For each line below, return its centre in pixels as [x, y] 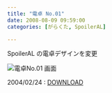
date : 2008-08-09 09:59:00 [46, 20]
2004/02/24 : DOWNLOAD [45, 83]
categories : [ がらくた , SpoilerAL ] [57, 27]
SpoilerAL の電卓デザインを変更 [53, 54]
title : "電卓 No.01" [36, 14]
